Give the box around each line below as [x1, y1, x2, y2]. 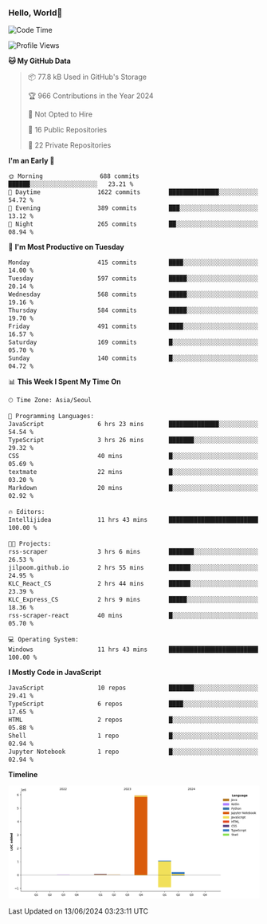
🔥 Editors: [8, 508, 45, 516]
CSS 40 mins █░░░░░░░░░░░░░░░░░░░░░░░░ [8, 452, 259, 460]
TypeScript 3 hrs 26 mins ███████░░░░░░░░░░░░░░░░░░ [8, 436, 259, 444]
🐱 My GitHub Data [8, 56, 72, 66]
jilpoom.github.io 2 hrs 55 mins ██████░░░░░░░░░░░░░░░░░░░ [8, 564, 259, 572]
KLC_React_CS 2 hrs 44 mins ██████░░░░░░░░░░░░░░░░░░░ [8, 580, 259, 588]
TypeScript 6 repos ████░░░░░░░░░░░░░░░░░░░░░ [8, 700, 259, 709]
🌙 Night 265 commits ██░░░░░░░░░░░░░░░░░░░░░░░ [8, 220, 259, 228]
